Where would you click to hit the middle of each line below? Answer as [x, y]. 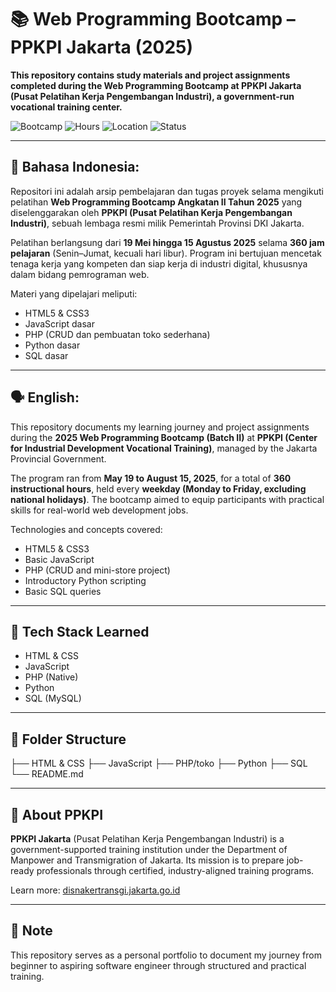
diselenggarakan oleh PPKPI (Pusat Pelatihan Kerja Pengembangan [151, 212]
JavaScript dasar [59, 323]
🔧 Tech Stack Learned [80, 631]
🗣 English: [45, 397]
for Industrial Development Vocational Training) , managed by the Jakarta [164, 448]
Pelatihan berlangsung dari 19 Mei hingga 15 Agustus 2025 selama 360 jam [167, 242]
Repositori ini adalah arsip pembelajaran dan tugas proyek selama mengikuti [167, 191]
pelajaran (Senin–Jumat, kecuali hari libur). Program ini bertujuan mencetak [166, 253]
